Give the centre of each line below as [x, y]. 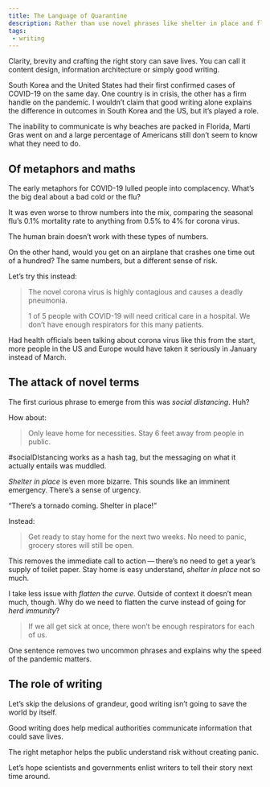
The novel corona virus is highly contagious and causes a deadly [135, 292]
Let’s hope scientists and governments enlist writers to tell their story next [131, 767]
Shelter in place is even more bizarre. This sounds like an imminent [119, 481]
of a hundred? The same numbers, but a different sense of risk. [113, 261]
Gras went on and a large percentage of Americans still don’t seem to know [133, 135]
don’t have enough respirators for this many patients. [116, 325]
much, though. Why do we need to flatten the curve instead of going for [127, 602]
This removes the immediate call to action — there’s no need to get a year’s [132, 561]
